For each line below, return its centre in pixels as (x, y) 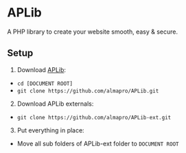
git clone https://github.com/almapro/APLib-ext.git (94, 117)
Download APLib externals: (55, 104)
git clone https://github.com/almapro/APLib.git (88, 91)
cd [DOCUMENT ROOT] (45, 84)
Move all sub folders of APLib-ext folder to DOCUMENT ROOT (98, 143)
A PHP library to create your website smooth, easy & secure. (93, 32)
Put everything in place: (50, 130)
